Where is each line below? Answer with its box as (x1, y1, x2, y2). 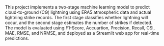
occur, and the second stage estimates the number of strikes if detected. (5, 20, 153, 25)
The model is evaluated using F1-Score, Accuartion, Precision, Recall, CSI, (5, 25, 155, 31)
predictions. (5, 35, 29, 41)
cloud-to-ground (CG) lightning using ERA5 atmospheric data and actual (5, 9, 151, 15)
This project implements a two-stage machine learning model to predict (5, 4, 150, 10)
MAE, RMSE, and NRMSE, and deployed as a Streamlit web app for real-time (5, 30, 160, 36)
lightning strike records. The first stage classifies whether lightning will (5, 15, 148, 20)
